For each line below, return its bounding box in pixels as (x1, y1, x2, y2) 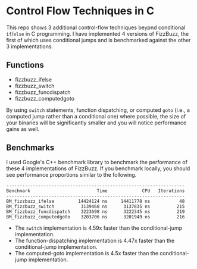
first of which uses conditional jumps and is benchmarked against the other (6, 36, 191, 43)
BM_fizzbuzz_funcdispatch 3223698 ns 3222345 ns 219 (6, 208, 185, 215)
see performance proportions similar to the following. (6, 171, 137, 178)
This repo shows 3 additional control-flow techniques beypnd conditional (6, 24, 186, 31)
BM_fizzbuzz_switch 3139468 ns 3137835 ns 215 (6, 204, 185, 209)
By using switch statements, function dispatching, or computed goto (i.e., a (6, 106, 190, 114)
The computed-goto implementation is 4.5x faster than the (14, 249, 159, 257)
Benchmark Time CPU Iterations (6, 187, 185, 194)
